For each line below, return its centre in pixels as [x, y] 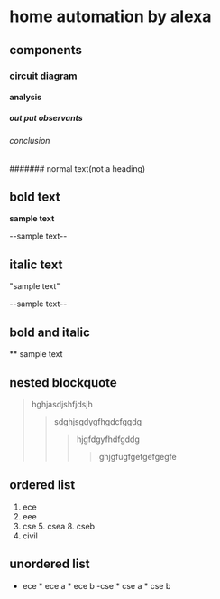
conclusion [30, 141]
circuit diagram [43, 76]
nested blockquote [63, 383]
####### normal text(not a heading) [78, 168]
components [46, 50]
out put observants [46, 117]
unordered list [50, 564]
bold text [35, 197]
